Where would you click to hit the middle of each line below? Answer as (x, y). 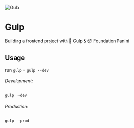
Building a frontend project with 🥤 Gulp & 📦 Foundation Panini (67, 41)
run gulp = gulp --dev (27, 70)
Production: (17, 106)
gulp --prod (17, 121)
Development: (19, 81)
